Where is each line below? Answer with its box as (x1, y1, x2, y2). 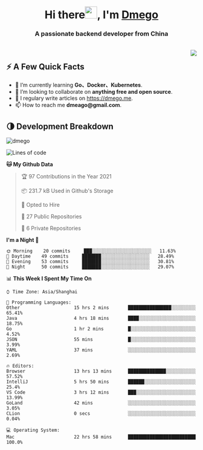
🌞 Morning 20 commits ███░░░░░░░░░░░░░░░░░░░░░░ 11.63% (6, 248, 176, 254)
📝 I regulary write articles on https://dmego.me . (14, 94, 133, 102)
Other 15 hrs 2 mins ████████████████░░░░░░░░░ (6, 305, 196, 311)
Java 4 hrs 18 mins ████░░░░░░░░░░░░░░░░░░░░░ (6, 315, 196, 322)
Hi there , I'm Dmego (44, 8, 159, 22)
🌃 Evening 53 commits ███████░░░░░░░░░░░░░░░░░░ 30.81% (6, 259, 174, 265)
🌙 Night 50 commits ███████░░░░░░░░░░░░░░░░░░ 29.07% (6, 264, 174, 270)
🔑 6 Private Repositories (21, 224, 82, 232)
